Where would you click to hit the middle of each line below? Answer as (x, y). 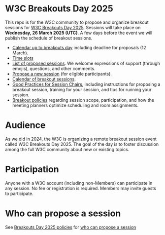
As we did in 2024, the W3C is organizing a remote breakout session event (81, 139)
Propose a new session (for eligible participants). (62, 74)
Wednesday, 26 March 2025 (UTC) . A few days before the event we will (79, 33)
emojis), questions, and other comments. (54, 68)
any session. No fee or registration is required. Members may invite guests (81, 188)
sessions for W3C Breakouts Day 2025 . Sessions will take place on (73, 27)
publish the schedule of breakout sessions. (49, 38)
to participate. (19, 194)
